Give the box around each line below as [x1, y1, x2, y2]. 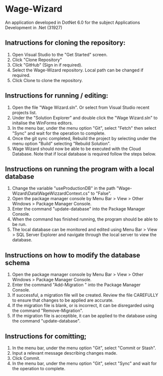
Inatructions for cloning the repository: [5, 39, 126, 47]
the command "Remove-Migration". [12, 308, 84, 314]
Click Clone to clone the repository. [12, 77, 83, 83]
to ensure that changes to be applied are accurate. [12, 297, 114, 303]
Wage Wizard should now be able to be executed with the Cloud [12, 146, 141, 152]
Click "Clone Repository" [12, 57, 62, 63]
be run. [12, 222, 27, 227]
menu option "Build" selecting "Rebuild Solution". [12, 140, 111, 146]
